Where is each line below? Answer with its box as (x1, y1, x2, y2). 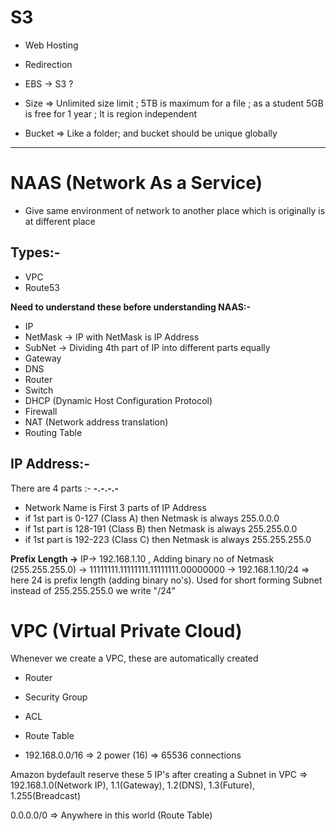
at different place (24, 215, 96, 227)
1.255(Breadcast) (10, 790, 81, 802)
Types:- (10, 244, 61, 261)
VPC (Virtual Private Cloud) (10, 619, 243, 642)
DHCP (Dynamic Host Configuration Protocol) (24, 394, 213, 406)
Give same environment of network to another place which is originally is (24, 204, 326, 216)
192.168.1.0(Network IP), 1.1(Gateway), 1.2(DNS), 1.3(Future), (10, 779, 256, 791)
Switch (24, 384, 54, 396)
